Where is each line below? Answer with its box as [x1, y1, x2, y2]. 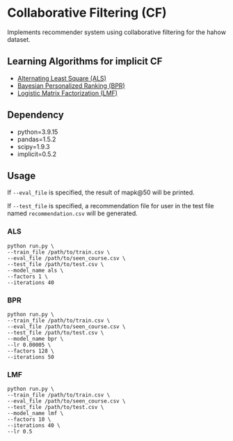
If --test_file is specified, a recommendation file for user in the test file [7, 202, 214, 210]
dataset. [7, 35, 31, 43]
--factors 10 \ [7, 416, 51, 423]
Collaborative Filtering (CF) [7, 5, 167, 21]
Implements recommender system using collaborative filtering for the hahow [7, 28, 226, 36]
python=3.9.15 [17, 127, 58, 136]
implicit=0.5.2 [17, 150, 57, 158]
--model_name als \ [7, 267, 64, 274]
